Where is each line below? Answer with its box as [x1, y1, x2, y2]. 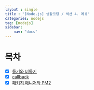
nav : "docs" [13, 29, 38, 34]
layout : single [5, 7, 38, 12]
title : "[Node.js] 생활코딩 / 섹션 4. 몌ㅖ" [5, 12, 90, 16]
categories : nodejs [5, 16, 44, 21]
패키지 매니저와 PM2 [12, 80, 51, 86]
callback [12, 74, 29, 79]
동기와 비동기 [12, 68, 37, 74]
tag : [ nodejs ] [5, 20, 34, 26]
